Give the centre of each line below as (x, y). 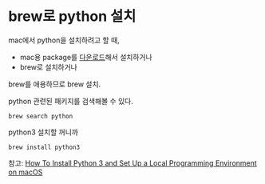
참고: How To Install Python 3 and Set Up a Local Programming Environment (132, 163)
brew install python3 (44, 147)
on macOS (26, 172)
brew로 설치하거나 (48, 67)
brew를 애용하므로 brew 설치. (55, 84)
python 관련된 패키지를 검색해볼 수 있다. (71, 101)
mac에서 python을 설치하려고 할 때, (64, 40)
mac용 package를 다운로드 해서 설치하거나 (86, 57)
